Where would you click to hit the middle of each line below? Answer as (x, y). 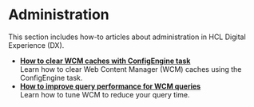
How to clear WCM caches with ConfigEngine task (105, 61)
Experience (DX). (36, 45)
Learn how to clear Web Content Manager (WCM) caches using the (131, 69)
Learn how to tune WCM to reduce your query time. (105, 94)
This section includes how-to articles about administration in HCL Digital (127, 37)
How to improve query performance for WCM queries (110, 86)
